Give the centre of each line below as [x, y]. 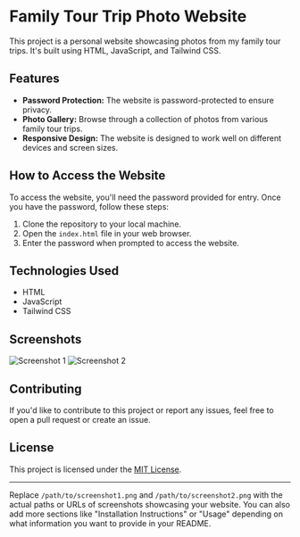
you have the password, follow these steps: [89, 206]
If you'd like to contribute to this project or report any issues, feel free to [142, 410]
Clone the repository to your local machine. [101, 224]
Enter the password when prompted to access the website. [130, 243]
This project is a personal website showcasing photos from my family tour [145, 41]
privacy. [37, 110]
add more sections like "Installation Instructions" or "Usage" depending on [146, 514]
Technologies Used [64, 271]
